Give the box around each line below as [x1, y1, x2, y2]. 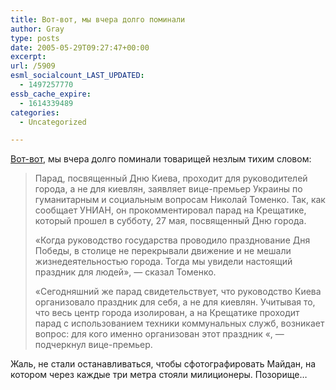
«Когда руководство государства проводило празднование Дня [34, 234, 311, 246]
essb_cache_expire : [10, 89, 92, 99]
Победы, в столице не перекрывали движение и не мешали [34, 245, 292, 257]
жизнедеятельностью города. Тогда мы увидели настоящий [34, 256, 293, 268]
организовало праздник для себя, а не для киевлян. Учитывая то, [34, 296, 316, 308]
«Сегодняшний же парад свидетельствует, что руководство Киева [34, 286, 322, 298]
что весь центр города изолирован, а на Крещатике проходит [34, 307, 300, 319]
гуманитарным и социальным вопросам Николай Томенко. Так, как [34, 194, 326, 206]
